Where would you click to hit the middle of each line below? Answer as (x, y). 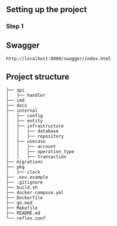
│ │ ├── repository (35, 136)
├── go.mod (19, 203)
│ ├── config (25, 116)
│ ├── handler (26, 95)
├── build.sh (22, 187)
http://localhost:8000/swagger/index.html (58, 59)
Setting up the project (47, 10)
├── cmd (16, 100)
